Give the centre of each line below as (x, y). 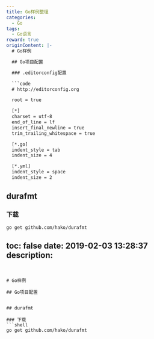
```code (21, 84)
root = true (27, 100)
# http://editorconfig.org (45, 89)
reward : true (23, 40)
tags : (13, 29)
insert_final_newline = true (48, 128)
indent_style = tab (36, 150)
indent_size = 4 (32, 155)
